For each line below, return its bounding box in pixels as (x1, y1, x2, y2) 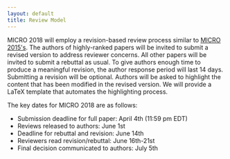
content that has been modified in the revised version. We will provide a (7, 80, 212, 88)
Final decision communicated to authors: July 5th (17, 144, 158, 152)
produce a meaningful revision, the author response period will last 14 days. (7, 65, 224, 74)
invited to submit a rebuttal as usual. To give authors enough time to (7, 58, 201, 66)
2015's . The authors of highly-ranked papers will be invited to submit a (7, 43, 209, 51)
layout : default (7, 10, 54, 17)
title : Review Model (7, 17, 67, 24)
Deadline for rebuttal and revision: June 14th (17, 129, 144, 137)
